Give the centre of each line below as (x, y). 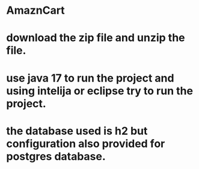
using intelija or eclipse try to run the (100, 91)
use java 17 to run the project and (90, 78)
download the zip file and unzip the (96, 38)
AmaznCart (35, 10)
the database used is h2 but (77, 131)
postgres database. (56, 156)
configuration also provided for (86, 144)
